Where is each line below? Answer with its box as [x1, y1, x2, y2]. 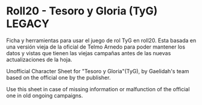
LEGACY [6, 17, 49, 31]
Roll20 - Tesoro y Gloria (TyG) [6, 4, 158, 18]
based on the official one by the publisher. [6, 74, 111, 81]
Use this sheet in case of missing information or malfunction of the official [6, 85, 190, 92]
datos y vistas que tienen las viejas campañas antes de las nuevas [6, 49, 171, 56]
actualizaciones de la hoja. [6, 56, 72, 63]
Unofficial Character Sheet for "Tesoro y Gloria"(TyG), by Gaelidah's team [6, 67, 189, 74]
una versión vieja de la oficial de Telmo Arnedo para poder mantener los [6, 43, 186, 50]
